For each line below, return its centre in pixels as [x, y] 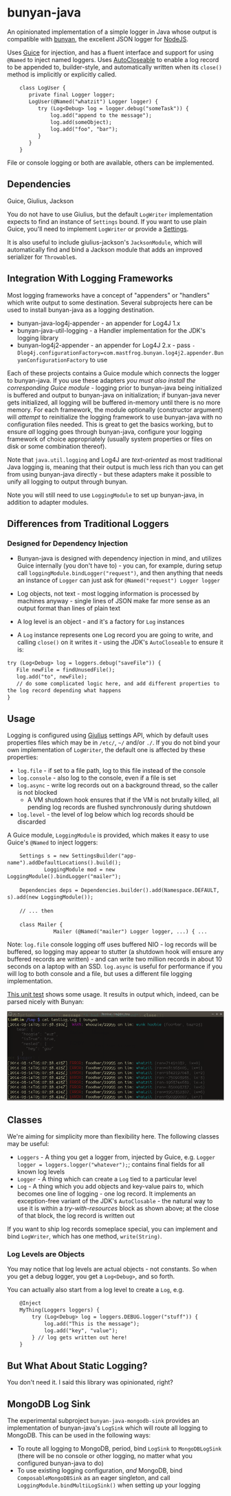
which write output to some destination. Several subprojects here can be [110, 302]
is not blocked [37, 793]
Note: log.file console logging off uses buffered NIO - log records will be [112, 944]
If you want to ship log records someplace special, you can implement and [112, 1229]
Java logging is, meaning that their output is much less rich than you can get [115, 467]
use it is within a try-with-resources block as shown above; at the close [118, 1208]
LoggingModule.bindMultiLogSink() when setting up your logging [109, 1485]
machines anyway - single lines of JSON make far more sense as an [113, 601]
